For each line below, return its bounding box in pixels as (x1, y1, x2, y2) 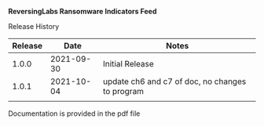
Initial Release (102, 59, 155, 69)
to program (102, 86, 144, 96)
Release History (8, 22, 60, 31)
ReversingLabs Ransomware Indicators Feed (8, 7, 157, 16)
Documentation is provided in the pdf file (8, 109, 141, 118)
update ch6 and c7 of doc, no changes (102, 76, 247, 87)
